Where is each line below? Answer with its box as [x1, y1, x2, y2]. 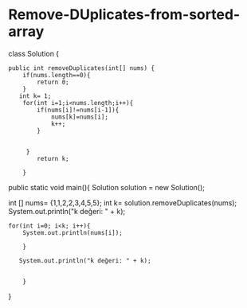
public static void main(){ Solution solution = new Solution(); [8, 182, 206, 192]
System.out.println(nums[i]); [22, 228, 123, 236]
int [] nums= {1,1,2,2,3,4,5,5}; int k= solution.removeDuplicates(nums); [8, 197, 237, 208]
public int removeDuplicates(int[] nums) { [8, 64, 155, 72]
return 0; [37, 78, 69, 86]
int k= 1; [18, 92, 52, 100]
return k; [37, 154, 69, 162]
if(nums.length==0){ [22, 71, 91, 79]
